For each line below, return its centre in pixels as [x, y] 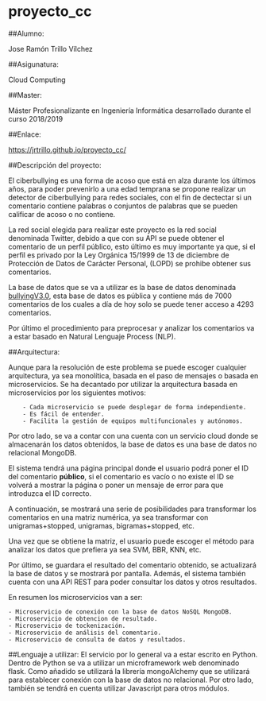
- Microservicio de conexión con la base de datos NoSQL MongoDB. [120, 612]
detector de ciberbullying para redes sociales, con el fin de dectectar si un [130, 197]
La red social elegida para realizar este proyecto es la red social [112, 230]
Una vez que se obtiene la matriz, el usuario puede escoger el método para [131, 541]
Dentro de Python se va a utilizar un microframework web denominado [124, 663]
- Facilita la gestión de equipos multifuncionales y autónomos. [133, 421]
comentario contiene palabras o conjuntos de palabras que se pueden [123, 206]
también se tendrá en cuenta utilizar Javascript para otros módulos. [119, 688]
